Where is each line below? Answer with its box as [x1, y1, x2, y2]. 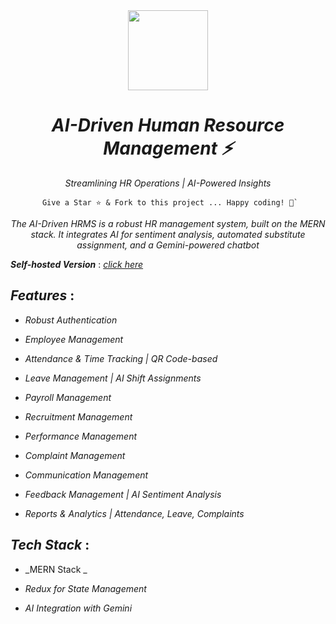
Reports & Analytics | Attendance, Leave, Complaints [24, 507, 245, 519]
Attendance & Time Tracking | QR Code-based [24, 352, 218, 364]
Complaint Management [24, 449, 126, 461]
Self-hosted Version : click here [10, 258, 144, 270]
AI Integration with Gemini [24, 602, 133, 614]
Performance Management [24, 430, 138, 442]
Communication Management [24, 469, 149, 481]
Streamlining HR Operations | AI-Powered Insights [64, 177, 272, 189]
